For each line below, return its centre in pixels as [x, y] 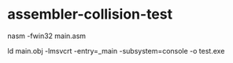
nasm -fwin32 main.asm [47, 36]
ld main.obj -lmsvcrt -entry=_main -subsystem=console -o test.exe [116, 51]
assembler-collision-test [90, 14]
